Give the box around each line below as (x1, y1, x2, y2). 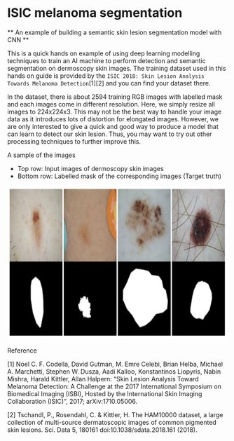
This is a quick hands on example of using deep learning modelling (7, 49, 200, 57)
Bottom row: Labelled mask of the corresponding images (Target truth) (17, 172, 222, 180)
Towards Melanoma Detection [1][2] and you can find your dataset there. (7, 79, 211, 87)
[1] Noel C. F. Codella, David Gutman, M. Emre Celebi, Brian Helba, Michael (7, 360, 223, 368)
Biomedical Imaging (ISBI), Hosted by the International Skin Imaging (7, 389, 202, 398)
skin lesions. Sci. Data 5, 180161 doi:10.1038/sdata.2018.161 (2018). (7, 426, 198, 434)
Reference (7, 346, 37, 355)
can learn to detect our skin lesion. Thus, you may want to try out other (7, 130, 212, 138)
